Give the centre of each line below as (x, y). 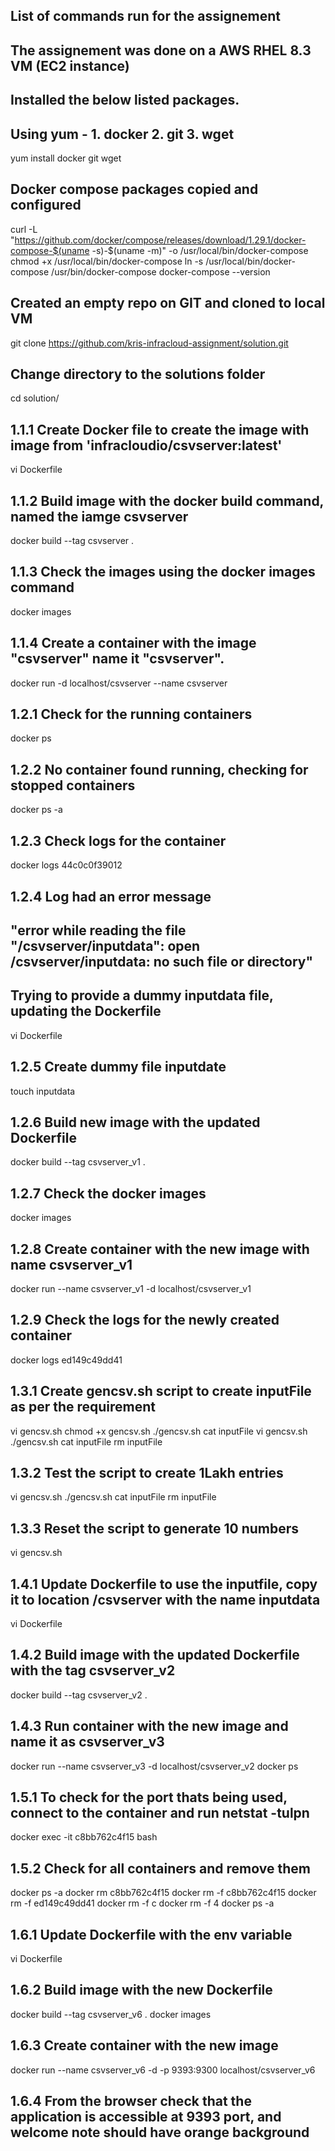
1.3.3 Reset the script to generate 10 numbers (155, 1528)
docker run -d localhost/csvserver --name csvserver (119, 683)
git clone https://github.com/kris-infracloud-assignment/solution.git (149, 343)
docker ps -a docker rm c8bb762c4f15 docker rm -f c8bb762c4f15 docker (163, 1893)
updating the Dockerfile (86, 1011)
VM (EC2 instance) (70, 65)
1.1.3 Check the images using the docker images (163, 572)
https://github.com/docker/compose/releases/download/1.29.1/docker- (160, 240)
